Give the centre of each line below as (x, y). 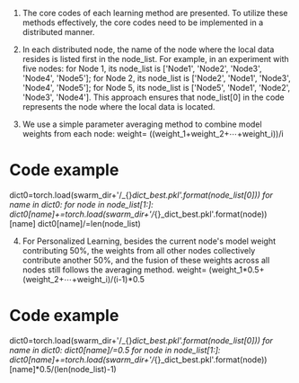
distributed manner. (58, 32)
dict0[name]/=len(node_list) (89, 223)
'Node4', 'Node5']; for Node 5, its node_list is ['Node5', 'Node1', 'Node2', (156, 88)
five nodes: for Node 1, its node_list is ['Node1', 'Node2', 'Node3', (142, 68)
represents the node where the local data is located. (119, 107)
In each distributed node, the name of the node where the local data (148, 49)
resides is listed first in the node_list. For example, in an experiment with (155, 59)
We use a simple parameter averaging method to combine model (142, 124)
